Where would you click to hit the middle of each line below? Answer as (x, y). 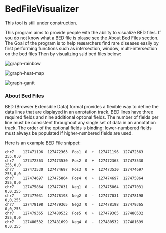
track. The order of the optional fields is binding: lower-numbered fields (78, 128)
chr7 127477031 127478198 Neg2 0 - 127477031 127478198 (74, 196)
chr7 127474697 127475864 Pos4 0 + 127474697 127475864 (74, 178)
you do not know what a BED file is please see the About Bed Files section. (82, 38)
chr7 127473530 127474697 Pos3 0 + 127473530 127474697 (74, 170)
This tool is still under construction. (41, 23)
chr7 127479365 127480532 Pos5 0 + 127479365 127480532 (74, 213)
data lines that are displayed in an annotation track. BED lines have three (79, 112)
